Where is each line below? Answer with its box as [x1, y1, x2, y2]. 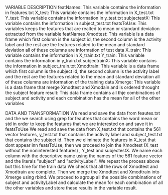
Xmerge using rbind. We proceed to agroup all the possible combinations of [5, 174, 162, 180]
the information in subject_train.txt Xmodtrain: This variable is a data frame [5, 63, 159, 69]
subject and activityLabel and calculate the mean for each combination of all [5, 179, 163, 185]
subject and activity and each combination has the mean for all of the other [5, 95, 160, 101]
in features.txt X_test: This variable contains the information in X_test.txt [5, 10, 154, 16]
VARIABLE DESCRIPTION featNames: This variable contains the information [5, 5, 161, 10]
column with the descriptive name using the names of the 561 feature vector [5, 153, 163, 159]
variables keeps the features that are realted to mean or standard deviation [5, 26, 160, 32]
